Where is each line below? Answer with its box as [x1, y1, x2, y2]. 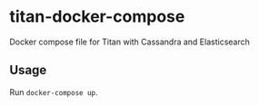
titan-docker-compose [9, 6, 185, 27]
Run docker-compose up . [9, 86, 98, 97]
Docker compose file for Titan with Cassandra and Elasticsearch [9, 36, 250, 47]
